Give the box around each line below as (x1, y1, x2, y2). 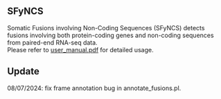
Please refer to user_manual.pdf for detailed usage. (7, 45, 154, 54)
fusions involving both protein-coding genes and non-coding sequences (7, 31, 214, 39)
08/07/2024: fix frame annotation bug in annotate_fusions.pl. (7, 84, 182, 92)
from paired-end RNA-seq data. (7, 38, 98, 47)
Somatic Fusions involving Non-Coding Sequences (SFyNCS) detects (7, 23, 205, 32)
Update (7, 65, 40, 78)
